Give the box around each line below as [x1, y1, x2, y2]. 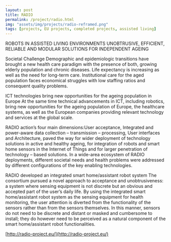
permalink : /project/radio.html [5, 17, 74, 22]
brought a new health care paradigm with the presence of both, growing [5, 61, 157, 67]
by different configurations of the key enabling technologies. [5, 162, 133, 168]
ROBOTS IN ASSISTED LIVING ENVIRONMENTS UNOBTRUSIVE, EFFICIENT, [5, 40, 165, 46]
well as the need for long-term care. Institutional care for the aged [5, 72, 144, 78]
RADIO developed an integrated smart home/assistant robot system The [5, 172, 157, 179]
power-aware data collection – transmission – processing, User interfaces [5, 130, 160, 136]
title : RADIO [5, 12, 33, 17]
